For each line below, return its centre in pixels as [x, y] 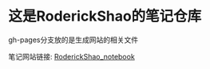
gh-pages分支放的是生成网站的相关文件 [73, 40]
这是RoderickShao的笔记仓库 [105, 16]
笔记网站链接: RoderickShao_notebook [72, 56]
